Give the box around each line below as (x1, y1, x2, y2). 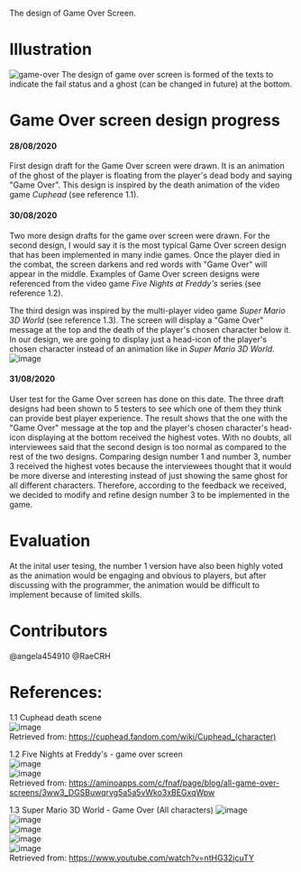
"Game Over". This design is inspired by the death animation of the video (9, 179, 280, 190)
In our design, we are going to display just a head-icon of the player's (9, 334, 268, 344)
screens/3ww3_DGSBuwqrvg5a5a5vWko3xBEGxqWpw (9, 786, 215, 797)
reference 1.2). (9, 288, 64, 298)
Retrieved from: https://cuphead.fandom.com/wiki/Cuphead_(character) (9, 730, 277, 742)
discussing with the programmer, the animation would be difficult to (9, 579, 260, 590)
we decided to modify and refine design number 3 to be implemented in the (9, 489, 290, 500)
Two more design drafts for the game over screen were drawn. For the (9, 230, 270, 241)
